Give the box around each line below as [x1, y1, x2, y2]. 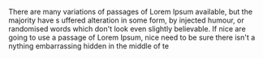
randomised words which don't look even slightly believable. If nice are [8, 24, 246, 33]
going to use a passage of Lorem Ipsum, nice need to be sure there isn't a [8, 32, 256, 42]
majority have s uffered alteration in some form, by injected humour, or [8, 15, 245, 25]
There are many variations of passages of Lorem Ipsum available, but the [8, 7, 253, 16]
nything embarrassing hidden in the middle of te [8, 41, 169, 51]
